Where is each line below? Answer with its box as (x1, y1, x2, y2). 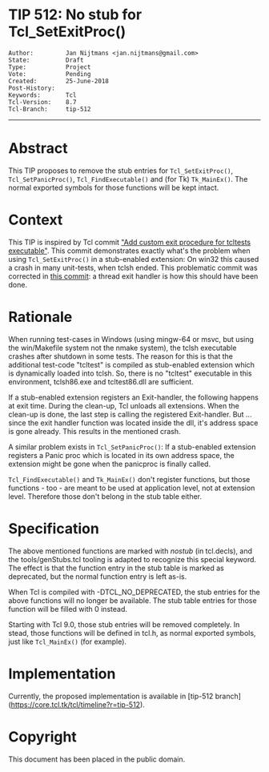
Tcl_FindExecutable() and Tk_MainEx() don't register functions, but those (8, 474, 251, 484)
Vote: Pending (8, 70, 91, 78)
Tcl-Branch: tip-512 (8, 105, 91, 113)
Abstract (8, 139, 68, 158)
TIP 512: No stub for (8, 6, 143, 24)
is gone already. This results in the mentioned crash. (8, 426, 182, 436)
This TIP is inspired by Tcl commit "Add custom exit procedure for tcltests (8, 237, 251, 247)
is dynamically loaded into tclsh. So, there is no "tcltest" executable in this (8, 368, 252, 378)
